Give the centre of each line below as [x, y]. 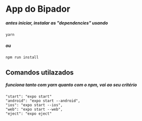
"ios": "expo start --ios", [34, 105]
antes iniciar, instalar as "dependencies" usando [57, 23]
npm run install [22, 57]
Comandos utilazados [40, 72]
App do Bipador [38, 9]
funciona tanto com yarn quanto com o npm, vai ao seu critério [71, 85]
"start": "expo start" [29, 97]
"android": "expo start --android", [43, 101]
